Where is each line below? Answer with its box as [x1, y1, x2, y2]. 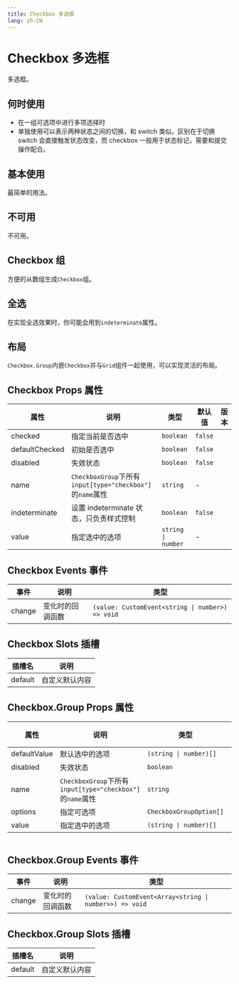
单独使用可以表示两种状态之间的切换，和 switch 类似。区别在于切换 [17, 127, 216, 136]
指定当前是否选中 [70, 431, 129, 441]
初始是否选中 [70, 445, 115, 455]
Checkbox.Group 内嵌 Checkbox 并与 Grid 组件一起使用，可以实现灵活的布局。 [7, 361, 222, 370]
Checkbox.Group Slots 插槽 [7, 928, 131, 940]
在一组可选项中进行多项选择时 [17, 119, 105, 127]
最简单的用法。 [7, 189, 51, 197]
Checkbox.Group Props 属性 [7, 701, 134, 714]
